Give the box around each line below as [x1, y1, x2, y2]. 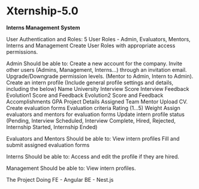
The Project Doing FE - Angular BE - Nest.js [6, 176, 114, 183]
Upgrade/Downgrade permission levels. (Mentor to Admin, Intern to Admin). [6, 72, 194, 80]
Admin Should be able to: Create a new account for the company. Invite [6, 60, 183, 67]
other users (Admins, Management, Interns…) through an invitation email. [6, 66, 187, 73]
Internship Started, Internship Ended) [6, 123, 98, 130]
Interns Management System [6, 24, 80, 31]
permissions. [6, 48, 38, 55]
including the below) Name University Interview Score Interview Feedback [6, 85, 189, 92]
